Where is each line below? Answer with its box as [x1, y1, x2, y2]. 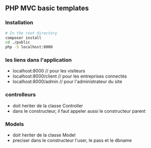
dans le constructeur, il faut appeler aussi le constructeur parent [12, 108, 146, 114]
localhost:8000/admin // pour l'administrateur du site [12, 79, 122, 85]
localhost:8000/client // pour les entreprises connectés [12, 73, 127, 80]
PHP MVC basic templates [5, 4, 89, 13]
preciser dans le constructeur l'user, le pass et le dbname [12, 137, 132, 143]
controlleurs [5, 91, 36, 98]
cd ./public [5, 40, 30, 45]
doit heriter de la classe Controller [12, 103, 83, 109]
